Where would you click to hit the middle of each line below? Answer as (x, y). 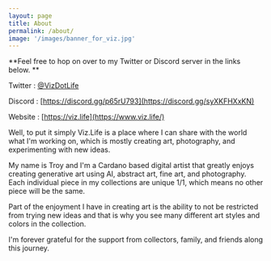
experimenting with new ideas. (59, 149)
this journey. (29, 248)
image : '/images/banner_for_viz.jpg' (72, 38)
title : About (30, 23)
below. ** (24, 70)
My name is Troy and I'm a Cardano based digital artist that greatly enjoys (131, 166)
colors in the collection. (47, 224)
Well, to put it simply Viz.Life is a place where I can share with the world (128, 133)
